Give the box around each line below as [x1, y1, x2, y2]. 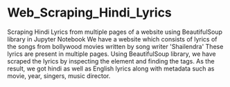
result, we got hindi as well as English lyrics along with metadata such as [7, 64, 215, 72]
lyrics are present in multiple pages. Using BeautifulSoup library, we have [7, 50, 216, 58]
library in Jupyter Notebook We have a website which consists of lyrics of [7, 35, 218, 43]
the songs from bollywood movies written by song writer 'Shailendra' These [7, 42, 224, 50]
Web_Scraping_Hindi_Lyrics [7, 5, 172, 21]
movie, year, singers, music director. [7, 71, 111, 80]
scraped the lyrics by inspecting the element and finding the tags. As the [7, 57, 215, 65]
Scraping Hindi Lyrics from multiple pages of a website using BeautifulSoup [7, 28, 223, 36]
